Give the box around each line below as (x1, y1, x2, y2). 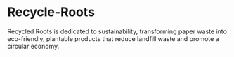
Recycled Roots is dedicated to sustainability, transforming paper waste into (7, 27, 227, 35)
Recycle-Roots (7, 4, 96, 20)
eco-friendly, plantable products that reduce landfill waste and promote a (7, 34, 219, 42)
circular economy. (7, 42, 60, 50)
